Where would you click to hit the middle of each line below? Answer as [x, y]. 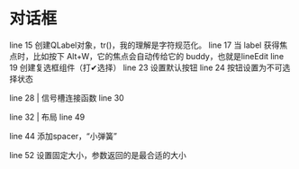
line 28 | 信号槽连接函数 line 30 [67, 98]
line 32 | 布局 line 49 [47, 117]
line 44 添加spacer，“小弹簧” [63, 136]
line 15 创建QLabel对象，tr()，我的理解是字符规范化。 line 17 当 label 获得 [145, 45]
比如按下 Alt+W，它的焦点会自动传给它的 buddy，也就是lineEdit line [159, 56]
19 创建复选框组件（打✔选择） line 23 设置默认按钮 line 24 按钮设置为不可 [146, 67]
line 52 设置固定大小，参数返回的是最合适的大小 [98, 155]
